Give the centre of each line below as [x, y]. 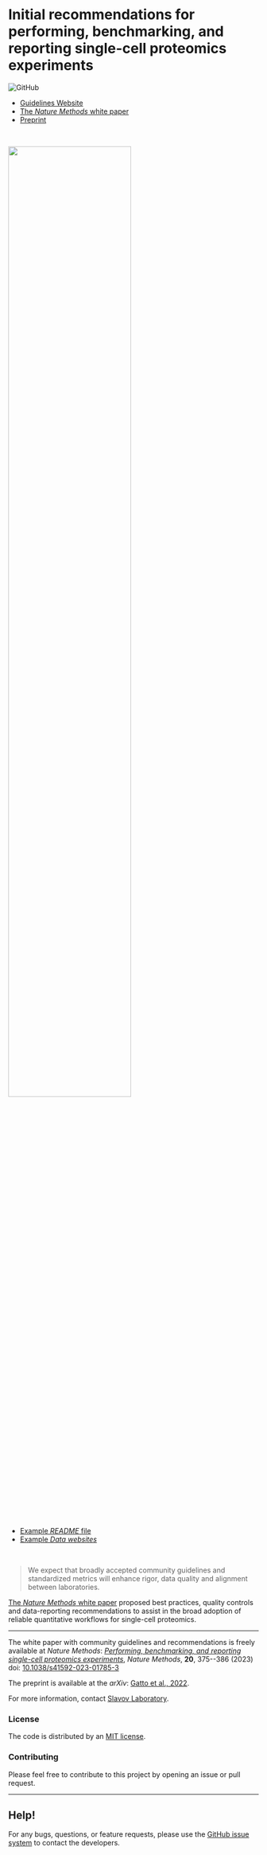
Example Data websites [58, 1539]
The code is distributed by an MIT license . [77, 1736]
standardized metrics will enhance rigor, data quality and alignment [137, 1578]
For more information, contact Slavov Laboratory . [89, 1698]
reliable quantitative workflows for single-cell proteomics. [103, 1619]
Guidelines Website [51, 103]
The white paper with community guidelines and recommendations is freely [132, 1642]
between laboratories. [64, 1587]
